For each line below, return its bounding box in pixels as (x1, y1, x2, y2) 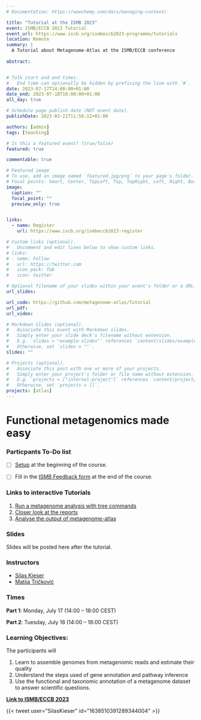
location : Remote (6, 37, 50, 42)
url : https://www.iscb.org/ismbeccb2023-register (17, 228, 144, 234)
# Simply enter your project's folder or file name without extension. (6, 371, 194, 377)
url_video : (6, 311, 33, 317)
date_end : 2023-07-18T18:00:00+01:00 (6, 91, 100, 98)
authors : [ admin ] (6, 124, 50, 130)
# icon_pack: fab (6, 267, 55, 273)
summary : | (6, 42, 33, 48)
